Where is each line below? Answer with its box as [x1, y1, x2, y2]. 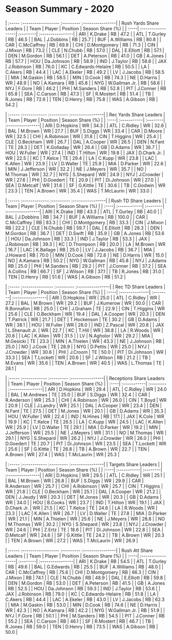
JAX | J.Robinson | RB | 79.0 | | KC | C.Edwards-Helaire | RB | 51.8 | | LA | [5, 591, 159, 597]
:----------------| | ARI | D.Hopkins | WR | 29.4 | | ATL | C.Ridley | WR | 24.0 [8, 386, 167, 392]
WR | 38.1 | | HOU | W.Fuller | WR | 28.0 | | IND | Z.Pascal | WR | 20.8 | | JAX [5, 322, 164, 328]
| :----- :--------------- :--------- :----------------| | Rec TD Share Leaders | [5, 284, 165, 290]
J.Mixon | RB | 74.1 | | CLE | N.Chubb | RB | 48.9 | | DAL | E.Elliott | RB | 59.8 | [5, 574, 166, 581]
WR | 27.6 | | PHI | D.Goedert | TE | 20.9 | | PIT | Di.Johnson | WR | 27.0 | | [5, 177, 160, 183]
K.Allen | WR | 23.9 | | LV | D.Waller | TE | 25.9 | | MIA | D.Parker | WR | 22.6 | [5, 160, 166, 166]
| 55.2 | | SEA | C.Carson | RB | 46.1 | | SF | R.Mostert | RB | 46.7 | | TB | [5, 618, 154, 624]
